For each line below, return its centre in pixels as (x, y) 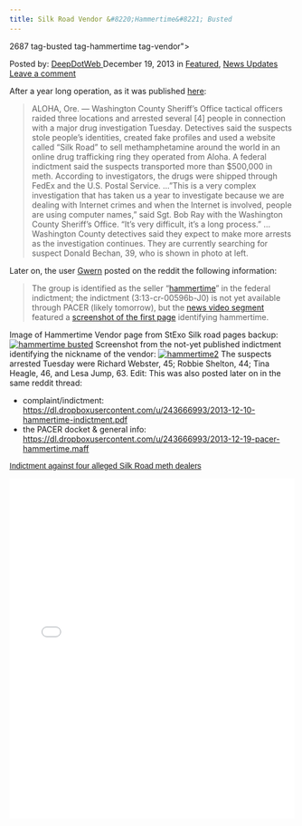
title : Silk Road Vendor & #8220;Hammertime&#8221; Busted (121, 19)
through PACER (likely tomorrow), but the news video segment (148, 307)
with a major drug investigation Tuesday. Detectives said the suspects (161, 128)
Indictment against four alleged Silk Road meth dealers (105, 466)
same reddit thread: (46, 383)
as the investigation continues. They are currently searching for (150, 243)
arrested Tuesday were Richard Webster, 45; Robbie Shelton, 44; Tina (139, 364)
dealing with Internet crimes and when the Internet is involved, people (161, 205)
